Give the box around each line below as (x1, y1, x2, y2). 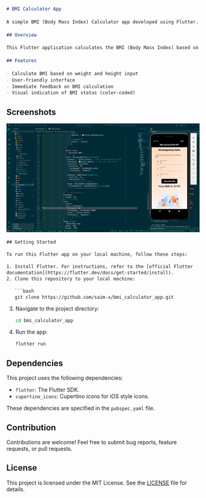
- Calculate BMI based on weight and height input (6, 70, 139, 77)
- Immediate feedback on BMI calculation (6, 83, 114, 89)
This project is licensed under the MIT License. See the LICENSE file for (6, 479, 188, 486)
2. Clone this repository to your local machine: (6, 276, 136, 282)
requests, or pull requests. (6, 445, 73, 452)
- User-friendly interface (6, 77, 75, 83)
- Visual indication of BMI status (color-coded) (6, 90, 136, 96)
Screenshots (6, 107, 56, 117)
